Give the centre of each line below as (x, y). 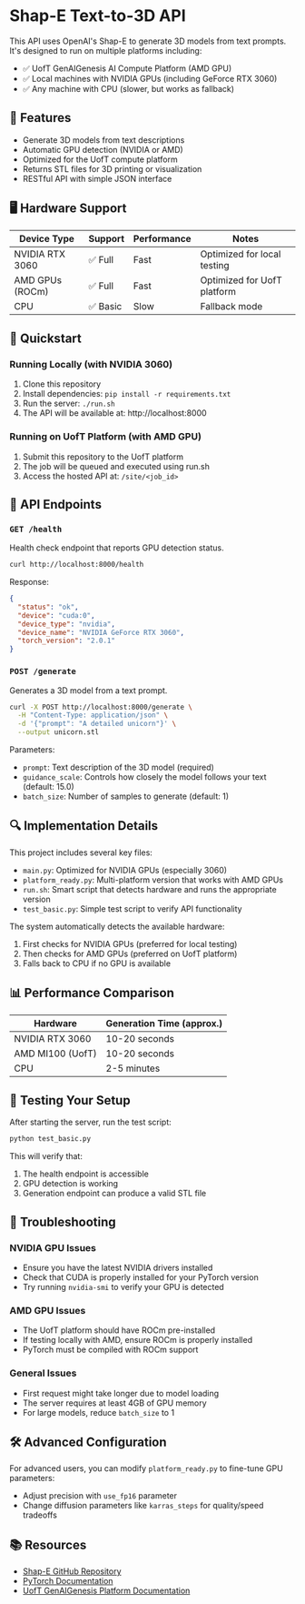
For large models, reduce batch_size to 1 (98, 1412)
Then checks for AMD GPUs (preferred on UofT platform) (130, 953)
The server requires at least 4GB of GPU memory (114, 1403)
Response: (30, 582)
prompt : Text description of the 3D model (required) (118, 767)
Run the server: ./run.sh (69, 404)
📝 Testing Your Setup (70, 1100)
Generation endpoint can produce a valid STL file (114, 1194)
